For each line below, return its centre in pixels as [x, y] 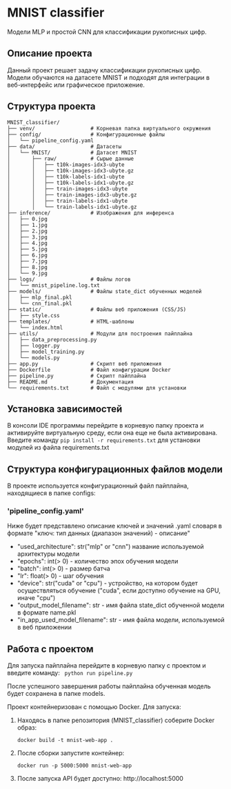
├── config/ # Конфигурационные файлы [86, 134]
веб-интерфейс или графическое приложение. [76, 85]
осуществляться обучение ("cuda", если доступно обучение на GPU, [119, 590]
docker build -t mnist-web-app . [65, 740]
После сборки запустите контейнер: [71, 753]
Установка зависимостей [65, 409]
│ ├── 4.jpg [28, 243]
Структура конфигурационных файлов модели [115, 469]
